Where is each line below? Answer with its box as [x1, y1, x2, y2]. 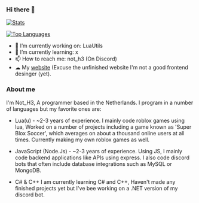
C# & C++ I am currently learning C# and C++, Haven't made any [14, 178, 176, 185]
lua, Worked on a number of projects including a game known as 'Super [14, 123, 192, 131]
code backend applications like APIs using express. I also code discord [14, 154, 190, 161]
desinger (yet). [14, 70, 52, 77]
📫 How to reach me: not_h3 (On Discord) [14, 55, 118, 62]
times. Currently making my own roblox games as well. [14, 136, 150, 143]
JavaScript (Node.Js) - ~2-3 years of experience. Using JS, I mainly [14, 147, 182, 154]
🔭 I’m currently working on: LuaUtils [14, 42, 103, 50]
